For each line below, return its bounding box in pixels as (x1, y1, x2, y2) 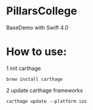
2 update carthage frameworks (6, 87, 83, 94)
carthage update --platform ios (6, 98, 87, 104)
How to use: (6, 45, 67, 59)
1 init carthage (6, 65, 41, 72)
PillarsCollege (6, 4, 77, 18)
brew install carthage (6, 76, 63, 82)
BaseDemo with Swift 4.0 (6, 24, 69, 31)
